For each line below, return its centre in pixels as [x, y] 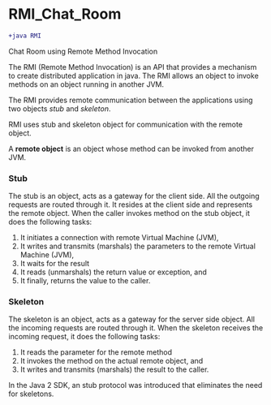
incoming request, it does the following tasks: [84, 337]
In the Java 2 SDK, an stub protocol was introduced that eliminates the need [135, 386]
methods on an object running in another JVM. [86, 84]
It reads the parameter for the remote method [96, 352]
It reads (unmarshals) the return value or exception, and [113, 272]
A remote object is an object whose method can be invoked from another [131, 149]
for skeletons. [31, 394]
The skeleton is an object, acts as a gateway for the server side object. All [132, 319]
